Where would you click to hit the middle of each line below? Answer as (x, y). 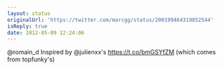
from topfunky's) (31, 60)
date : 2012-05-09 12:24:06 (46, 33)
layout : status (29, 13)
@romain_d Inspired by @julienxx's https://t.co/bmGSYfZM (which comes (111, 52)
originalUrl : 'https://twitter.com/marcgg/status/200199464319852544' (110, 20)
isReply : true (28, 26)
